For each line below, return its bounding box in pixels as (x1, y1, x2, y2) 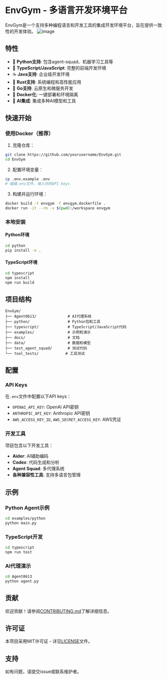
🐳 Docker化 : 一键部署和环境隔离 (12, 91, 78, 98)
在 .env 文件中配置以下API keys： (5, 393, 71, 399)
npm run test (5, 549, 32, 554)
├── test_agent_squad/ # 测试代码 (5, 346, 87, 351)
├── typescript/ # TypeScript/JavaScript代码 (5, 325, 127, 330)
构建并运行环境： (12, 191, 48, 197)
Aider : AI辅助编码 (12, 453, 49, 459)
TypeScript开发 (5, 533, 43, 540)
